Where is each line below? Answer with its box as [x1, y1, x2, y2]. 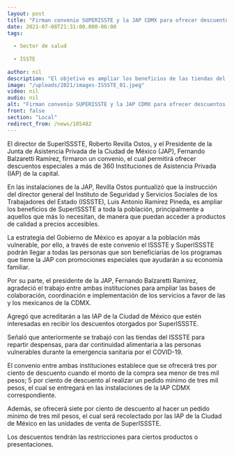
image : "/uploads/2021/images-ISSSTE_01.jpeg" [7, 82, 145, 88]
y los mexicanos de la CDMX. [7, 298, 92, 307]
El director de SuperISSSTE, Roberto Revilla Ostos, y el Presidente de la [7, 139, 212, 148]
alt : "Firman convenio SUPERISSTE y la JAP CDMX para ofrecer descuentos [7, 101, 226, 108]
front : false [7, 107, 45, 114]
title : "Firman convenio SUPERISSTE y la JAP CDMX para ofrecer [7, 17, 198, 24]
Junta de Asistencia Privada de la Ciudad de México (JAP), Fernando [7, 147, 205, 155]
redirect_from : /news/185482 [7, 120, 92, 128]
